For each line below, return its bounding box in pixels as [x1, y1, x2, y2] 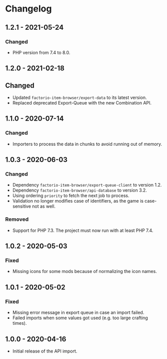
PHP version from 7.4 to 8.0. [12, 49, 70, 55]
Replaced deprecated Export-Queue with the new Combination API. [12, 100, 151, 106]
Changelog [5, 3, 52, 15]
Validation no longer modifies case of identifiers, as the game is [12, 198, 144, 204]
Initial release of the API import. [12, 348, 77, 354]
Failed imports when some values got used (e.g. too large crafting [12, 315, 148, 321]
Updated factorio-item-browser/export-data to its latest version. [12, 95, 147, 101]
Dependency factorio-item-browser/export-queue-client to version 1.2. [12, 182, 162, 188]
